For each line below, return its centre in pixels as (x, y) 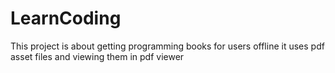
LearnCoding (66, 18)
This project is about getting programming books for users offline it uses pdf (167, 46)
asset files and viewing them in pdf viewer (97, 56)
